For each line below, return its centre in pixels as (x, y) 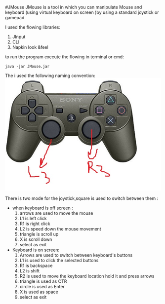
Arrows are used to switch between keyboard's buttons (76, 255)
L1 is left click (33, 218)
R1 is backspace (36, 266)
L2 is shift (30, 270)
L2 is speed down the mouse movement (60, 228)
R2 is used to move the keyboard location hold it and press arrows (87, 276)
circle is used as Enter (42, 286)
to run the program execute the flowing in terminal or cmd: (65, 57)
